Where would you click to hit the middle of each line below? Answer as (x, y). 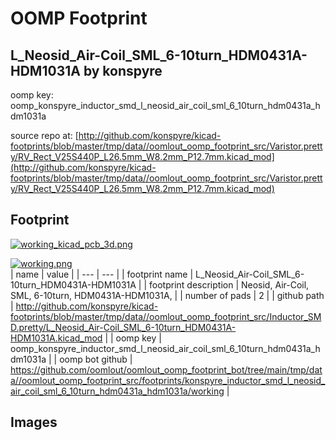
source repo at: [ (44, 135)
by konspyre (123, 70)
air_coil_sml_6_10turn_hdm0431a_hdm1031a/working (117, 391)
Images (34, 422)
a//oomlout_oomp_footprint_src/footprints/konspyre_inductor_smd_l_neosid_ (168, 380)
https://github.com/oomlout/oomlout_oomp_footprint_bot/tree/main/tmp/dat (166, 369)
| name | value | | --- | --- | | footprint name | (102, 274)
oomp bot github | (96, 359)
